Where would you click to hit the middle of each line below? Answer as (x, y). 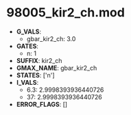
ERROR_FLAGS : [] (42, 104)
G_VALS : (29, 31)
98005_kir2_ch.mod (65, 13)
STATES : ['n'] (36, 75)
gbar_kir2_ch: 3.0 (51, 38)
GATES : (27, 46)
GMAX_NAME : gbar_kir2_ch (57, 68)
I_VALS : (27, 82)
